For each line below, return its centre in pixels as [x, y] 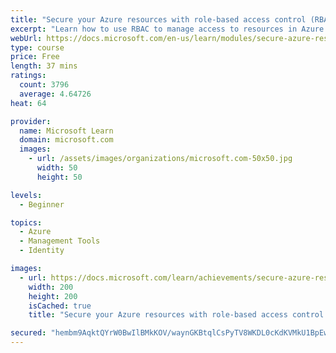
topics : [26, 222]
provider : [31, 121]
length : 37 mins [44, 66]
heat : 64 [28, 103]
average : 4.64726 [55, 94]
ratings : [28, 76]
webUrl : [26, 38]
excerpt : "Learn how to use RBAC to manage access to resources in [154, 29]
